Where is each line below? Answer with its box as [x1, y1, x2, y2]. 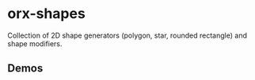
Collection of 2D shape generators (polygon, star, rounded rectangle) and [7, 31, 247, 40]
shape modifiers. [7, 38, 63, 48]
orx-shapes [7, 5, 86, 23]
